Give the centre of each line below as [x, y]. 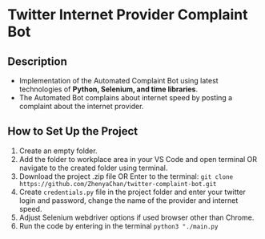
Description [37, 61]
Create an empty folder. [58, 151]
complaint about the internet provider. [81, 106]
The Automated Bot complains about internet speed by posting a [126, 97]
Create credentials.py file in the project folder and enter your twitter [132, 192]
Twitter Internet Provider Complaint [128, 15]
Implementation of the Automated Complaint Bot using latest [118, 81]
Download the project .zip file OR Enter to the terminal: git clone [126, 176]
